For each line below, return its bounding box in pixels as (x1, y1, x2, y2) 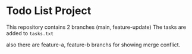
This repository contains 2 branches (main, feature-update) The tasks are (6, 23, 186, 31)
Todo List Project (6, 4, 92, 18)
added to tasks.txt (6, 29, 53, 36)
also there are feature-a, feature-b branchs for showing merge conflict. (6, 41, 181, 48)
